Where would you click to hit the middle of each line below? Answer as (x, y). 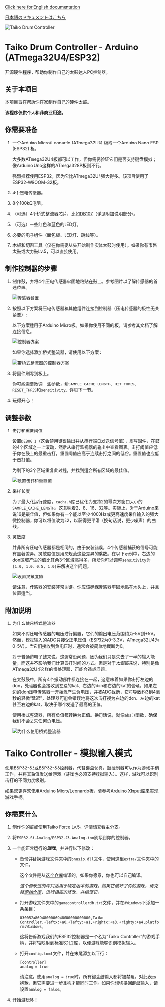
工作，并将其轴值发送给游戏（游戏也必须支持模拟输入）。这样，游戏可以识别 (82, 774)
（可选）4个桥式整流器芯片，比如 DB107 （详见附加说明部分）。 (75, 214)
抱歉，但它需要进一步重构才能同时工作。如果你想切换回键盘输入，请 (89, 983)
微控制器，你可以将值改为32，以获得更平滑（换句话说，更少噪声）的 (82, 520)
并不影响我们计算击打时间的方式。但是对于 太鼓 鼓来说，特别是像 (94, 663)
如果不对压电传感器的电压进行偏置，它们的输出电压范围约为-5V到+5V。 (85, 634)
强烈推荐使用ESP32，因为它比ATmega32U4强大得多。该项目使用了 (80, 176)
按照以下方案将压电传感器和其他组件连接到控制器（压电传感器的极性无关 (85, 308)
